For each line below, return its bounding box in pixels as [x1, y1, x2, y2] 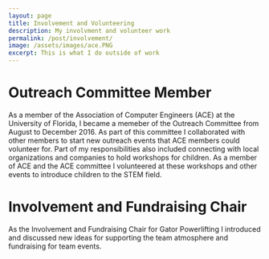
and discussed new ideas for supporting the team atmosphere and [8, 233, 229, 242]
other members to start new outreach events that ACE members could [8, 136, 240, 145]
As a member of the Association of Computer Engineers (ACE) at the [8, 110, 235, 119]
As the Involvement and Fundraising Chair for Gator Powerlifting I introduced [8, 224, 261, 233]
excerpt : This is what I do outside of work [8, 49, 160, 57]
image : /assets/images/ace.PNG [8, 42, 113, 50]
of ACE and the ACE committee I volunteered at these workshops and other [8, 161, 258, 171]
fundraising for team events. [8, 241, 102, 251]
